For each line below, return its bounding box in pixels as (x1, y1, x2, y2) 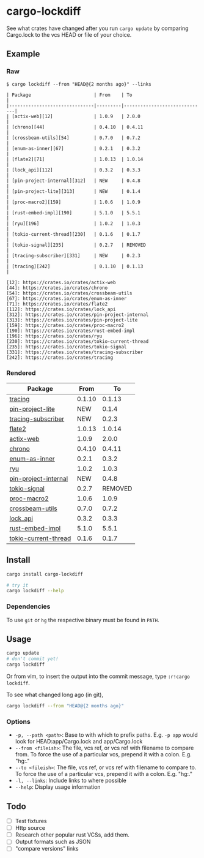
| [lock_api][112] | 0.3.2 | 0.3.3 (6, 167, 140, 173)
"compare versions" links (15, 845, 79, 852)
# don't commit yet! (6, 656, 59, 662)
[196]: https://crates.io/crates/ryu (6, 333, 103, 339)
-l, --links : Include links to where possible (15, 777, 127, 785)
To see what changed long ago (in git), (6, 691, 104, 699)
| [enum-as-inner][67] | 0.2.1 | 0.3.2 (6, 145, 140, 151)
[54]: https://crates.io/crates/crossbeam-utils (6, 290, 133, 296)
